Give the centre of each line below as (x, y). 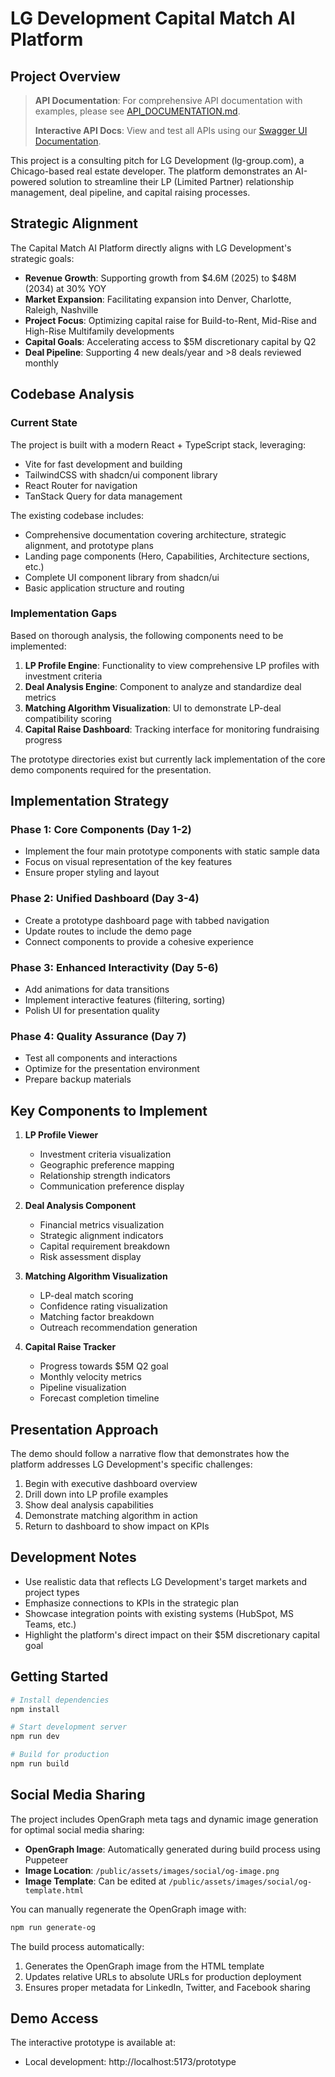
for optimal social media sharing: (77, 1829)
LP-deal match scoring (86, 1296)
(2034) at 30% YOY (65, 288)
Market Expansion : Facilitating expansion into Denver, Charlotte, (158, 299)
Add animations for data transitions (97, 989)
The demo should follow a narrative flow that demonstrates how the (150, 1453)
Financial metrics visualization (102, 1225)
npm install (35, 1709)
